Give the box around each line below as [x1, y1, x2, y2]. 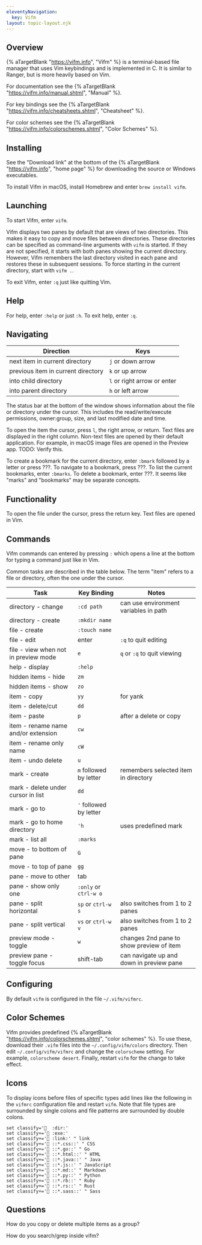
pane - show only [9, 882, 60, 890]
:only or [77, 883, 101, 891]
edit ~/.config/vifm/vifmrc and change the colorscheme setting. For [6, 1047, 174, 1055]
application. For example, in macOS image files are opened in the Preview [6, 439, 189, 446]
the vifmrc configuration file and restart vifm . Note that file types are [6, 1100, 176, 1108]
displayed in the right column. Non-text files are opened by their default [6, 433, 184, 440]
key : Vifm [11, 14, 36, 20]
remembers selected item [120, 766, 192, 775]
